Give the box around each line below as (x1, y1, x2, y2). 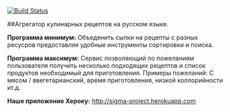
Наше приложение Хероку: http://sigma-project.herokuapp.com (7, 97, 196, 105)
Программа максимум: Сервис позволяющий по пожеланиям (7, 54, 195, 62)
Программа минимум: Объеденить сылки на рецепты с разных (7, 33, 199, 41)
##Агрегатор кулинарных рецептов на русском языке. (7, 20, 169, 28)
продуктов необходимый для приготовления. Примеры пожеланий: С (7, 69, 214, 77)
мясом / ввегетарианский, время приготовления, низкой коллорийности (7, 76, 223, 84)
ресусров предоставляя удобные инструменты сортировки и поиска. (7, 41, 214, 48)
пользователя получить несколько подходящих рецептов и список (7, 62, 206, 69)
